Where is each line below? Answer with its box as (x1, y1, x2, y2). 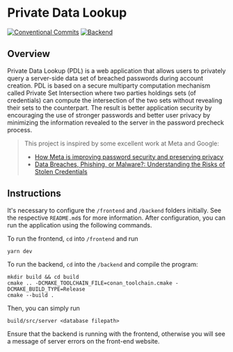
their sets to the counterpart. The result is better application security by (7, 103, 212, 112)
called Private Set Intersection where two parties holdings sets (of (7, 88, 197, 97)
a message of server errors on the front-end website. (7, 337, 160, 345)
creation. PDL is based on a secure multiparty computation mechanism (7, 81, 211, 90)
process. (7, 125, 33, 134)
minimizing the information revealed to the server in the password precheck (7, 118, 225, 127)
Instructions (7, 188, 61, 200)
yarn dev (7, 248, 33, 255)
